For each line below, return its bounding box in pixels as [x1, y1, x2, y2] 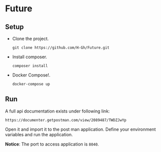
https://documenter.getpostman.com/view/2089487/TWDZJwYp [5, 117, 127, 122]
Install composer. [12, 54, 48, 60]
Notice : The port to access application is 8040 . [5, 141, 99, 147]
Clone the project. [12, 36, 49, 41]
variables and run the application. [5, 131, 73, 137]
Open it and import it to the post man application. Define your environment [5, 126, 156, 132]
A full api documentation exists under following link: [5, 108, 110, 114]
